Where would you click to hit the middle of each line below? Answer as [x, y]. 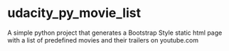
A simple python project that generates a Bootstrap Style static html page [115, 33]
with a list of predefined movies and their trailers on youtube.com [103, 40]
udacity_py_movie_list [74, 13]
